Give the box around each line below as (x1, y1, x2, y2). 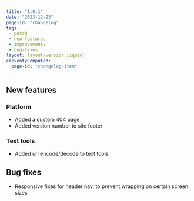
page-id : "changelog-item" (11, 63, 78, 69)
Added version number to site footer (14, 122, 103, 129)
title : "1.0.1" (6, 8, 44, 15)
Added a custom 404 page (14, 116, 80, 123)
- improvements (8, 42, 46, 48)
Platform (6, 102, 31, 110)
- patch (8, 31, 28, 36)
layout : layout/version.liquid (6, 52, 83, 58)
